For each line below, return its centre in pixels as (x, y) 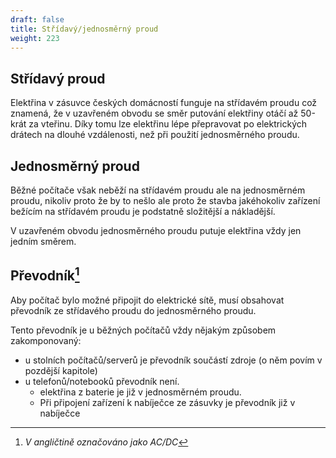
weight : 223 (35, 38)
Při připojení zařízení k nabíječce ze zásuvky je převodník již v (167, 402)
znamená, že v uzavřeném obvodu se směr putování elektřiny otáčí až (154, 113)
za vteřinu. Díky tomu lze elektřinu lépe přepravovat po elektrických (168, 124)
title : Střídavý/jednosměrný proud (84, 29)
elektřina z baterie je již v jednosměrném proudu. (140, 392)
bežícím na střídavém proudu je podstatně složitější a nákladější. (143, 211)
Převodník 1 (45, 274)
